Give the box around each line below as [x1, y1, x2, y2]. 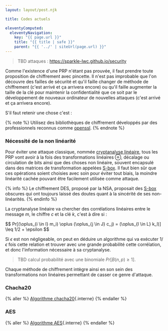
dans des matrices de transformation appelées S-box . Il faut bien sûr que [5, 165, 156, 171]
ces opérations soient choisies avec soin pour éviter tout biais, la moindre [5, 170, 157, 176]
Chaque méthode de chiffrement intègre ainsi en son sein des [5, 267, 133, 273]
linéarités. [5, 196, 26, 202]
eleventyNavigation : [10, 30, 53, 35]
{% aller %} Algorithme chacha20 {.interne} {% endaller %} [5, 296, 127, 302]
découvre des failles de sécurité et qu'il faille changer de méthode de [5, 79, 149, 85]
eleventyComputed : [5, 26, 44, 31]
